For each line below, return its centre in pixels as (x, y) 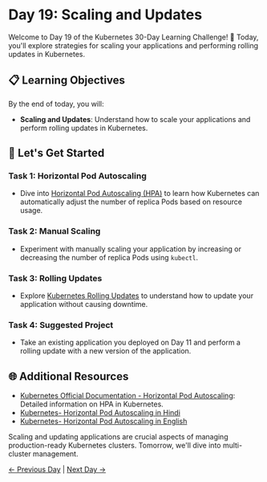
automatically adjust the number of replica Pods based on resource (131, 202)
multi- (233, 445)
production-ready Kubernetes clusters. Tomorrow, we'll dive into (115, 445)
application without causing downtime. (84, 304)
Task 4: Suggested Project (61, 325)
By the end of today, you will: (56, 104)
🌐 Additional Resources (69, 376)
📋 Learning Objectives (67, 81)
